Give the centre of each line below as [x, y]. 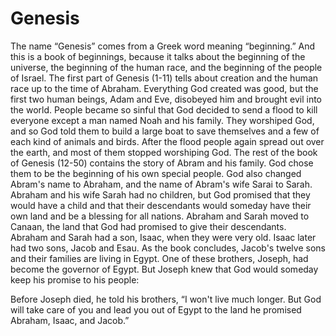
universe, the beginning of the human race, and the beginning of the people [166, 67]
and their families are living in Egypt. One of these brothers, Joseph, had [159, 258]
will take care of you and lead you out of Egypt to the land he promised [156, 309]
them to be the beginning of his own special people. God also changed [156, 173]
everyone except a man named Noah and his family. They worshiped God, [162, 120]
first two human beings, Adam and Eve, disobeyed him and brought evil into [166, 99]
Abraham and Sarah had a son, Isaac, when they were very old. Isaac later [163, 237]
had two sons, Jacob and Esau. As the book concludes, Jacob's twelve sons [168, 248]
